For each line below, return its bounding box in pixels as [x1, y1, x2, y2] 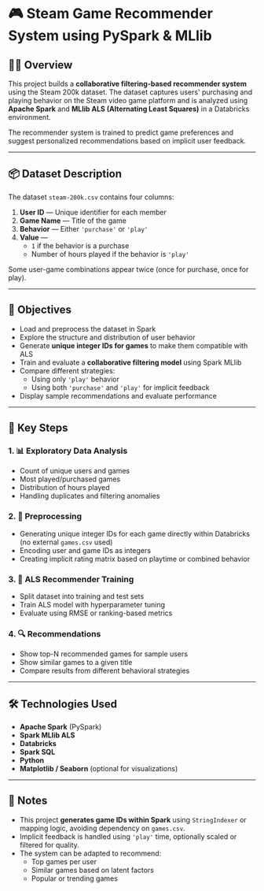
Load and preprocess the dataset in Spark [19, 324, 156, 333]
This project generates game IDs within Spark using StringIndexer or [19, 815, 247, 824]
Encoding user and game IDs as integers [19, 545, 152, 555]
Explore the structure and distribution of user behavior [19, 332, 196, 342]
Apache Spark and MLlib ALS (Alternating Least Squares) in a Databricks [8, 104, 250, 113]
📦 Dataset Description [8, 167, 123, 180]
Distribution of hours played [19, 483, 110, 492]
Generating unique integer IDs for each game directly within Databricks [19, 529, 250, 538]
